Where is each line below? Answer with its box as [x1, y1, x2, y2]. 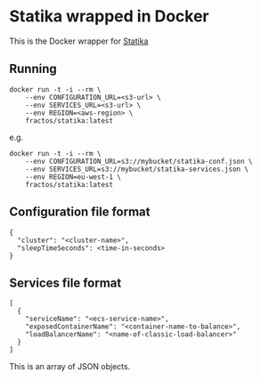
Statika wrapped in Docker [9, 6, 209, 27]
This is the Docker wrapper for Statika [9, 36, 149, 46]
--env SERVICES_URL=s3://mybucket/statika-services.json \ [25, 165, 249, 174]
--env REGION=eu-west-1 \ [25, 172, 122, 182]
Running [9, 61, 58, 77]
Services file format [9, 275, 122, 290]
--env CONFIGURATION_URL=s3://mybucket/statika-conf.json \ [25, 157, 253, 166]
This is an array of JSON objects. [9, 361, 131, 372]
